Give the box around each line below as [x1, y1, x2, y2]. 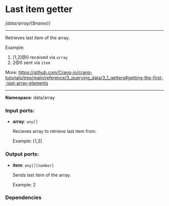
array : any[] [12, 118, 38, 124]
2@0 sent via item [12, 59, 50, 65]
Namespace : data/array [5, 94, 55, 100]
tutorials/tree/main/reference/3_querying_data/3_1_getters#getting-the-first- [5, 75, 163, 81]
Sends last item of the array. [12, 172, 71, 178]
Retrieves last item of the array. [5, 34, 70, 41]
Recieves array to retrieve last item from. [12, 128, 97, 134]
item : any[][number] [12, 162, 54, 168]
